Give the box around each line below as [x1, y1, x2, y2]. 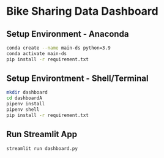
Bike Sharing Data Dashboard [6, 4, 158, 18]
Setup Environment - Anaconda [6, 29, 129, 39]
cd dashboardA [6, 95, 43, 102]
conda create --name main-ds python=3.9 [6, 45, 111, 51]
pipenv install [6, 101, 45, 107]
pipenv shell [6, 107, 40, 113]
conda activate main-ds [6, 50, 67, 56]
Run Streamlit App [6, 129, 78, 140]
